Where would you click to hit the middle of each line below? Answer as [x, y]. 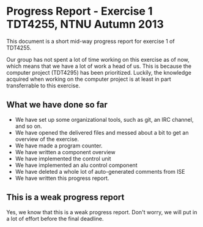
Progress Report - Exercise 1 [79, 11]
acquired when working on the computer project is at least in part [89, 79]
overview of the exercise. [47, 139]
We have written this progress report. [62, 178]
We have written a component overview [65, 152]
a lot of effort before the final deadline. [55, 218]
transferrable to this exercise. [43, 85]
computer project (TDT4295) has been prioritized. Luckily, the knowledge [99, 72]
